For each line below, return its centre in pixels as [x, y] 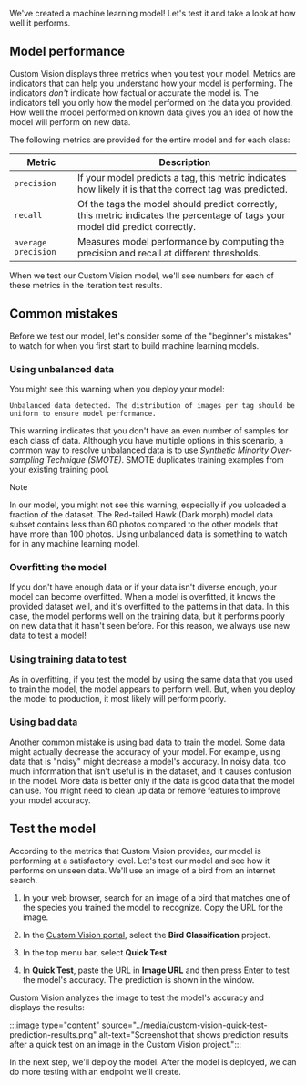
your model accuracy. [50, 800]
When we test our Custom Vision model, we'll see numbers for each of [142, 275]
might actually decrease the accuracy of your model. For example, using [145, 751]
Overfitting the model [58, 567]
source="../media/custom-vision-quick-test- [185, 1025]
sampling [27, 459]
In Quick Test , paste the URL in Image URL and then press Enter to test [156, 970]
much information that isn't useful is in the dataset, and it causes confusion [150, 771]
